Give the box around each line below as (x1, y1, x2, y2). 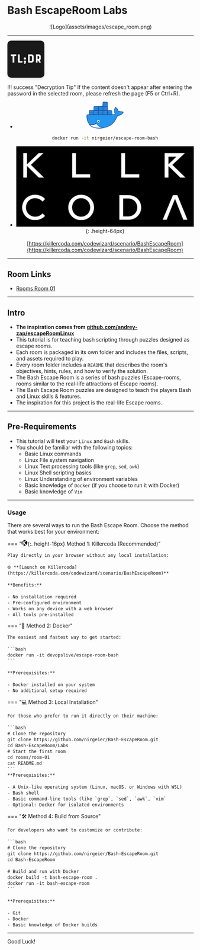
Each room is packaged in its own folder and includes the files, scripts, (15, 349, 189, 356)
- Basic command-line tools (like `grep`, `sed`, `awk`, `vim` (7, 796, 167, 802)
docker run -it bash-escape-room (7, 881, 90, 887)
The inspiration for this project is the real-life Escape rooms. (15, 399, 163, 406)
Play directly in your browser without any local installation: (7, 553, 169, 559)
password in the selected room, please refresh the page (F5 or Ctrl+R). (7, 90, 180, 97)
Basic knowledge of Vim (24, 487, 83, 495)
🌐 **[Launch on (7, 565, 46, 570)
